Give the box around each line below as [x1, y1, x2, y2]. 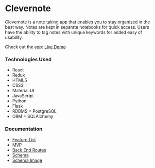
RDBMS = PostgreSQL [12, 108, 57, 114]
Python [12, 98, 27, 104]
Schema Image [12, 157, 42, 163]
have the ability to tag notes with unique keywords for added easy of [5, 29, 142, 35]
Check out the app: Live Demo [5, 44, 66, 50]
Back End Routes [12, 147, 47, 153]
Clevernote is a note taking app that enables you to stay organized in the [5, 19, 150, 25]
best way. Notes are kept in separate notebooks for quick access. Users [5, 24, 150, 30]
